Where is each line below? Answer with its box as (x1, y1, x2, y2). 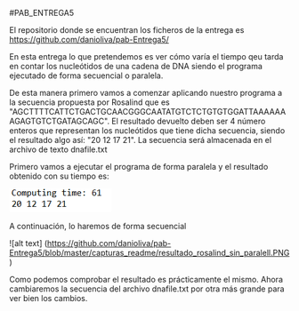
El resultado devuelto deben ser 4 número (110, 116, 266, 126)
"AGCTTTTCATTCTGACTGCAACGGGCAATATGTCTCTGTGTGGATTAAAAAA (9, 107, 287, 116)
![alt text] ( (9, 238, 48, 248)
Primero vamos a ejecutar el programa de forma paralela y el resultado (9, 162, 269, 171)
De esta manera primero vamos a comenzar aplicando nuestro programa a (9, 88, 283, 98)
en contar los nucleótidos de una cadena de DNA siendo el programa (9, 61, 263, 71)
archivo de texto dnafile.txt (9, 144, 109, 155)
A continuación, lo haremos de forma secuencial (9, 221, 187, 231)
